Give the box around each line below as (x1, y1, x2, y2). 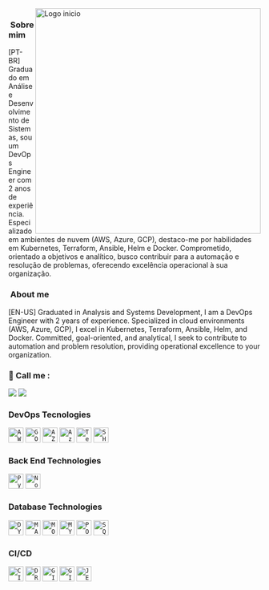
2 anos (8, 184, 31, 193)
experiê (8, 200, 34, 211)
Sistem (8, 124, 31, 134)
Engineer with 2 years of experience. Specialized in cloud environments (8, 316, 245, 325)
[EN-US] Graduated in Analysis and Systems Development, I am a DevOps (8, 307, 253, 317)
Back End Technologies (8, 455, 102, 467)
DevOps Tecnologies (8, 409, 91, 420)
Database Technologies (8, 501, 102, 512)
